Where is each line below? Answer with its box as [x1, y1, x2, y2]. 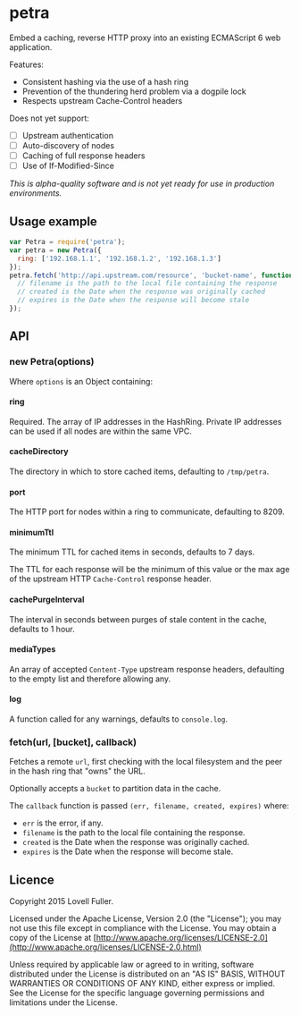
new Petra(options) [9, 356, 96, 368]
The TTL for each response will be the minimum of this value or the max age [9, 564, 290, 575]
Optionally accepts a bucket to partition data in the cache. [9, 783, 221, 794]
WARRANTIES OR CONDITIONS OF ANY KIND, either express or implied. [9, 978, 275, 989]
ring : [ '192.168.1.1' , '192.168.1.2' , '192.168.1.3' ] [17, 254, 221, 263]
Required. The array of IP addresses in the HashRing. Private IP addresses [9, 416, 282, 427]
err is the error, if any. [21, 817, 104, 829]
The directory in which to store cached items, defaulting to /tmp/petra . [9, 466, 270, 477]
